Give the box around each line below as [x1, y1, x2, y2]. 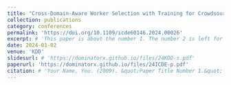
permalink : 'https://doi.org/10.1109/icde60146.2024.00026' [7, 29, 184, 36]
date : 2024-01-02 [7, 42, 57, 49]
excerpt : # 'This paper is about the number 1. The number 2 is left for [7, 36, 223, 42]
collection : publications [7, 16, 81, 23]
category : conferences [7, 23, 72, 29]
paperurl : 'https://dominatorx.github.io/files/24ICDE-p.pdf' [7, 61, 189, 68]
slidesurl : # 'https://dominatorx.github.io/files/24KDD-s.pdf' [7, 55, 195, 62]
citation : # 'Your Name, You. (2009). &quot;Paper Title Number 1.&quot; [7, 67, 223, 74]
